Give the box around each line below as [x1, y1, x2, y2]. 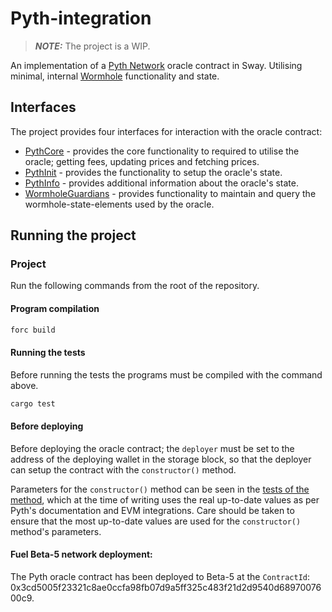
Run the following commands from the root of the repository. [10, 280, 260, 292]
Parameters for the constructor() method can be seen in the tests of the [10, 483, 310, 495]
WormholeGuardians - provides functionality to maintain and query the [24, 187, 317, 199]
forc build [10, 325, 56, 335]
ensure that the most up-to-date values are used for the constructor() [10, 515, 302, 527]
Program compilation [10, 303, 100, 315]
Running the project [10, 227, 137, 244]
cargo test [10, 398, 56, 409]
